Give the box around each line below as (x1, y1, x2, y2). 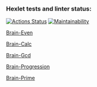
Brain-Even (6, 29, 33, 36)
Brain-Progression (6, 63, 50, 70)
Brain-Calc (6, 40, 32, 48)
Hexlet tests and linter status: (6, 5, 92, 13)
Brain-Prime (6, 75, 35, 82)
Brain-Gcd (6, 52, 31, 59)
